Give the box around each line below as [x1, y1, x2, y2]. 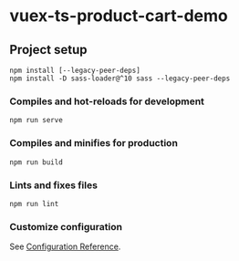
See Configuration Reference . [9, 241, 121, 252]
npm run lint [9, 199, 59, 208]
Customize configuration [9, 220, 123, 233]
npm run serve [9, 116, 64, 125]
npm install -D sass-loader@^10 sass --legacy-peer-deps [9, 74, 231, 83]
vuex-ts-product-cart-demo [9, 5, 228, 26]
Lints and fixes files [9, 179, 99, 192]
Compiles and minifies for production [9, 137, 178, 150]
